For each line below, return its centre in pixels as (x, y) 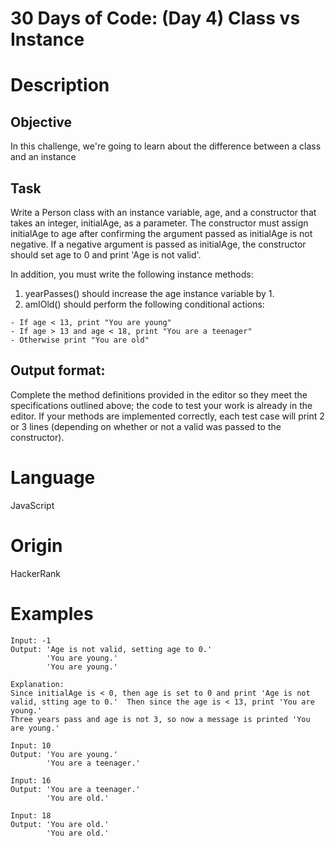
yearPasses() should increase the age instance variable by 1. (149, 293)
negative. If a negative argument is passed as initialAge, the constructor (158, 244)
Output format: (58, 370)
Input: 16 (31, 780)
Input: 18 (31, 815)
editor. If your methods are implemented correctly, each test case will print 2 (167, 416)
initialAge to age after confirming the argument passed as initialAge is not (161, 233)
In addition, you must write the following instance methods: (132, 274)
